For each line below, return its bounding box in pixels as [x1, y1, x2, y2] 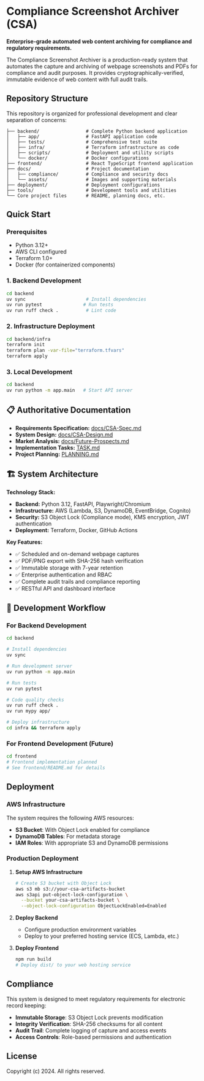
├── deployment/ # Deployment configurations [6, 182, 161, 188]
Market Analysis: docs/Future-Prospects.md [15, 437, 130, 444]
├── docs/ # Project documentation [6, 166, 149, 172]
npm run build [15, 956, 51, 963]
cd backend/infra [6, 336, 51, 342]
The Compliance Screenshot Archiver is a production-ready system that [6, 56, 188, 63]
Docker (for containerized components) [15, 261, 115, 268]
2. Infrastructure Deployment [6, 322, 95, 331]
